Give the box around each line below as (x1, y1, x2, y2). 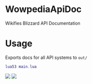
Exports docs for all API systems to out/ (5, 54, 87, 60)
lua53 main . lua (5, 64, 37, 69)
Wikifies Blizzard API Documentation (5, 20, 81, 26)
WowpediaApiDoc (5, 4, 82, 15)
